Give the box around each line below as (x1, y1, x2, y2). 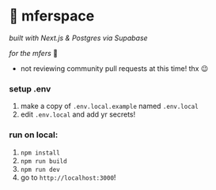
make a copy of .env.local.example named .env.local (20, 102, 199, 111)
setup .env (9, 83, 51, 94)
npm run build (20, 157, 67, 165)
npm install (20, 149, 60, 157)
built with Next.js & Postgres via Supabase (9, 33, 149, 43)
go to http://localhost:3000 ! (20, 173, 116, 182)
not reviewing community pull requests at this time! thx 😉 (20, 63, 209, 73)
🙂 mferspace (9, 7, 95, 25)
